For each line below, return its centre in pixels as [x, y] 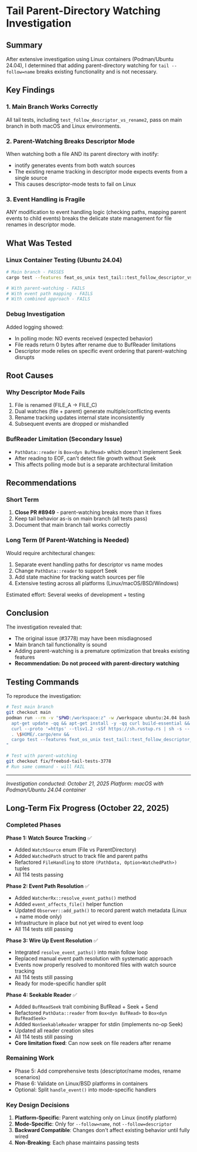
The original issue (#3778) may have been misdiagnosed [83, 639]
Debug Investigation [36, 314]
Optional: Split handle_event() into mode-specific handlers [85, 1090]
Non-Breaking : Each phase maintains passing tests [77, 1143]
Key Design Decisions [38, 1105]
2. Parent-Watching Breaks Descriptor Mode [70, 141]
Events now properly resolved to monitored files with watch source [95, 964]
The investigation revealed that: [44, 627]
